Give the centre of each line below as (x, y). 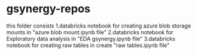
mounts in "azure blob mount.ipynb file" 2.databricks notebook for (90, 32)
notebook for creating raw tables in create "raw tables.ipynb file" (88, 45)
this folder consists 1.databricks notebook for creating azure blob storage (99, 26)
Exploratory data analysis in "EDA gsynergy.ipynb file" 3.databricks (91, 38)
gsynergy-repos (48, 9)
